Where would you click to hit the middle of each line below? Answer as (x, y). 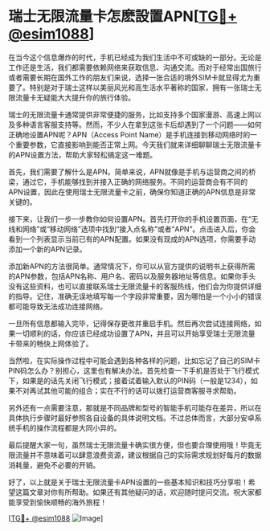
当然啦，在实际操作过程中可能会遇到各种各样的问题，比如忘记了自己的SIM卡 (135, 360)
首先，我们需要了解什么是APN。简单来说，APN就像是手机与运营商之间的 (129, 172)
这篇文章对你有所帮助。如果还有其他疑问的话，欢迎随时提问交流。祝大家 (135, 492)
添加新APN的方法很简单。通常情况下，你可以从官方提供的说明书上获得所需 (132, 266)
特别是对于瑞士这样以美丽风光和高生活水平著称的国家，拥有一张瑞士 (142, 87)
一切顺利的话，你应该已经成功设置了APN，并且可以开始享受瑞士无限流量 (135, 333)
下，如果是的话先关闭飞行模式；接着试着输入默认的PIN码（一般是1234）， (130, 380)
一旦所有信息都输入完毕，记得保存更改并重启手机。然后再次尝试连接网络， (131, 323)
